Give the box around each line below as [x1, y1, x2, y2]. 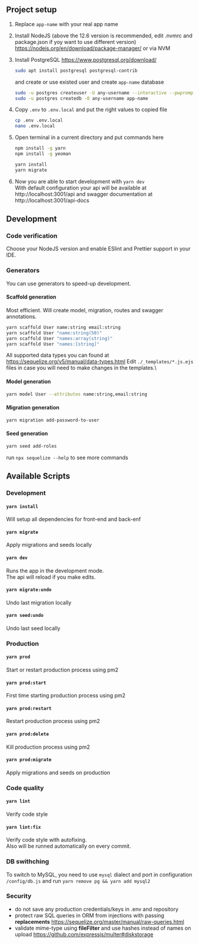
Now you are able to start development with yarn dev [14, 178, 145, 185]
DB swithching [6, 857, 49, 866]
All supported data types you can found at [6, 351, 109, 359]
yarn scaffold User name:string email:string [6, 324, 121, 330]
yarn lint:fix [6, 824, 42, 830]
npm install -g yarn [14, 145, 66, 151]
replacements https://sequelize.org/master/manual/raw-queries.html [14, 918, 184, 925]
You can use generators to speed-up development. [6, 280, 131, 287]
